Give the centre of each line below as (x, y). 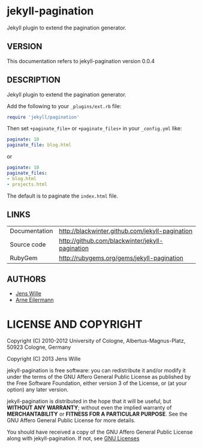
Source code (28, 244)
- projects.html (27, 184)
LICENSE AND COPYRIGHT (75, 324)
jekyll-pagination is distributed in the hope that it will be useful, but (89, 401)
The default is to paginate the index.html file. (63, 196)
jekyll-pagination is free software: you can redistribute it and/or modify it (97, 371)
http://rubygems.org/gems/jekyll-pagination (121, 258)
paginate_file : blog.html (39, 145)
